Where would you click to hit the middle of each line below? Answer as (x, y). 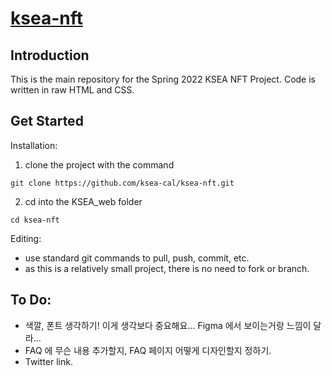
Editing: (26, 238)
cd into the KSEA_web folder (83, 201)
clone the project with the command (99, 164)
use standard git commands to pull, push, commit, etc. (137, 258)
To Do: (31, 300)
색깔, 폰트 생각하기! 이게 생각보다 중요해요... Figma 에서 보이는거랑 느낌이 (168, 325)
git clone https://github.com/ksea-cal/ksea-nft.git (122, 183)
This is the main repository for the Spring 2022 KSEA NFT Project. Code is (163, 79)
